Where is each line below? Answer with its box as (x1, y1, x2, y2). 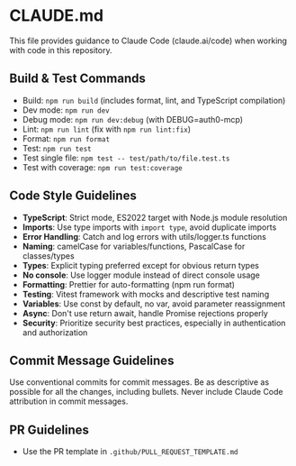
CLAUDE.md (9, 5, 104, 26)
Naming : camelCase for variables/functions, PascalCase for (22, 241, 246, 251)
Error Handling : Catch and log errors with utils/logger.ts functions (22, 231, 267, 242)
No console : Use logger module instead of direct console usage (22, 270, 261, 280)
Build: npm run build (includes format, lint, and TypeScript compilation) (22, 95, 286, 105)
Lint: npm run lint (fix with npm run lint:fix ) (22, 123, 192, 134)
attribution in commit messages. (9, 396, 129, 407)
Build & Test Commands (9, 71, 146, 87)
